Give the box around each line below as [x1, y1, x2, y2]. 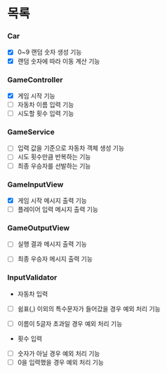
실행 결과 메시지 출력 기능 [17, 240, 88, 248]
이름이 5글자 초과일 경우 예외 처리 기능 [17, 319, 123, 327]
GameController [7, 74, 63, 84]
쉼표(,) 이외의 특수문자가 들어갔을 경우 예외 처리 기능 [17, 304, 161, 313]
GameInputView [7, 179, 64, 189]
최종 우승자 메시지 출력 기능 [17, 255, 93, 263]
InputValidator [7, 273, 58, 283]
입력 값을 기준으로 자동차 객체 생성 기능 [17, 144, 125, 152]
